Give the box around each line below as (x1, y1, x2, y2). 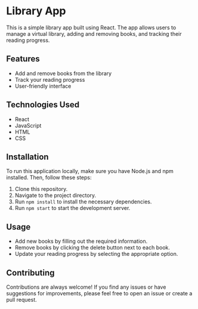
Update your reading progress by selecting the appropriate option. (14, 251, 178, 258)
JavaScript (14, 122, 42, 129)
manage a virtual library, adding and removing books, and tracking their (6, 30, 182, 37)
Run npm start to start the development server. (14, 205, 131, 212)
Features (6, 54, 40, 64)
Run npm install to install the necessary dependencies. (14, 198, 152, 205)
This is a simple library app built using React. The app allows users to (6, 24, 177, 31)
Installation (6, 152, 49, 162)
